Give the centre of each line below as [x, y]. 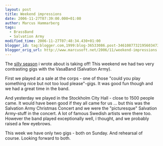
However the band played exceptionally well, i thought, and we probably [77, 118]
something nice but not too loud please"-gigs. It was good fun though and [79, 83]
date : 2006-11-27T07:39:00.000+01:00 [43, 18]
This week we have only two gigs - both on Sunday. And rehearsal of [74, 133]
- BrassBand [22, 32]
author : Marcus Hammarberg [32, 23]
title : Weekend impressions [33, 14]
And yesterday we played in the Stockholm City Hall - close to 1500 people [80, 98]
